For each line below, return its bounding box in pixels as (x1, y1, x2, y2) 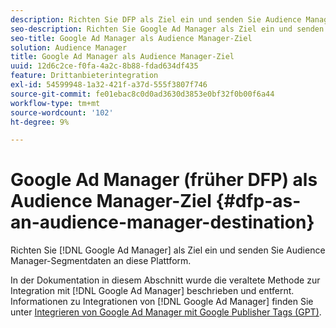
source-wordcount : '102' (10, 107, 114, 118)
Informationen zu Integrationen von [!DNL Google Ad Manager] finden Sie (10, 296, 314, 308)
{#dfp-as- (215, 190, 302, 213)
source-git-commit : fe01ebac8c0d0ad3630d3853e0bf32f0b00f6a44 (10, 89, 275, 99)
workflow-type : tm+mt (10, 98, 101, 108)
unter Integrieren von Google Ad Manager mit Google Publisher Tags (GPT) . (10, 306, 322, 318)
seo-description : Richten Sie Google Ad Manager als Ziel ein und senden (10, 24, 325, 34)
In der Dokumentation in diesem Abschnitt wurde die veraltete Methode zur (10, 274, 321, 286)
